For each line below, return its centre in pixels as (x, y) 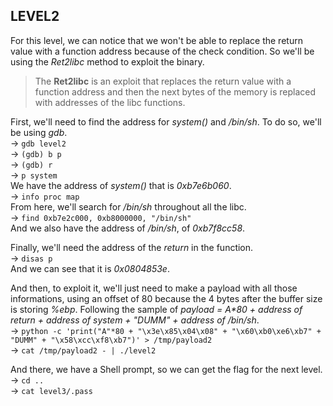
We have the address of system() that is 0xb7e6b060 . (121, 185)
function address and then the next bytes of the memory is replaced (175, 91)
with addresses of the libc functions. (110, 102)
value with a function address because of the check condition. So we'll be (162, 51)
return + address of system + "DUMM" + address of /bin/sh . (135, 320)
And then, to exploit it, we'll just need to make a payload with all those (154, 288)
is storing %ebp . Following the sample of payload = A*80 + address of (156, 309)
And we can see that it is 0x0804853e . (90, 268)
